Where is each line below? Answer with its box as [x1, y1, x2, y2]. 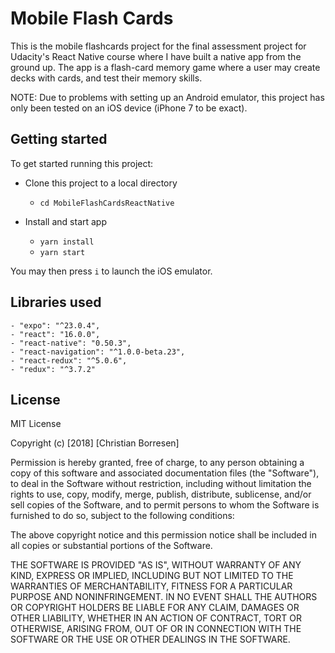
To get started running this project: [10, 157, 154, 169]
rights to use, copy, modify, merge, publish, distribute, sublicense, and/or [10, 488, 312, 501]
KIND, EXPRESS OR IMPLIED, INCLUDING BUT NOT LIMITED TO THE [10, 570, 294, 582]
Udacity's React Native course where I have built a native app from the [10, 50, 302, 62]
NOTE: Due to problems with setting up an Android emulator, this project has [10, 91, 325, 103]
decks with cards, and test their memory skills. [10, 72, 203, 84]
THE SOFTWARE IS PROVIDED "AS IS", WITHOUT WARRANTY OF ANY [10, 559, 302, 571]
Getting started [10, 131, 108, 148]
